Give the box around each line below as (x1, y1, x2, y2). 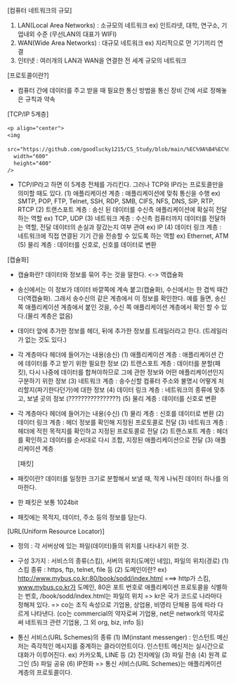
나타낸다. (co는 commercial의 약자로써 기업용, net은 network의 (30, 609, 206, 618)
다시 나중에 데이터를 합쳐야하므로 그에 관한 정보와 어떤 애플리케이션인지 (29, 368, 225, 376)
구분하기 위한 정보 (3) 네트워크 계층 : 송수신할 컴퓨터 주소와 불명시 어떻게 (17, 377, 217, 385)
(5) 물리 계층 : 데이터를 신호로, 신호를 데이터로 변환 (17, 241, 157, 248)
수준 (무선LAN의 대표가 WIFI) (36, 30, 117, 38)
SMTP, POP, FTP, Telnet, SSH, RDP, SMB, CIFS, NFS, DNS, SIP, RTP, (17, 197, 215, 205)
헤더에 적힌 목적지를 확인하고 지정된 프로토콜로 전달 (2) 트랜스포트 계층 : (17, 427, 216, 435)
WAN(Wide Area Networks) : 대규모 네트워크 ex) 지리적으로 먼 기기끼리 (17, 39, 216, 47)
